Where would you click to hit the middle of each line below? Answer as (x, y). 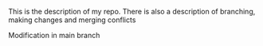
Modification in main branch (54, 35)
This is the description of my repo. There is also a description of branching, (132, 11)
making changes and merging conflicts (72, 20)
